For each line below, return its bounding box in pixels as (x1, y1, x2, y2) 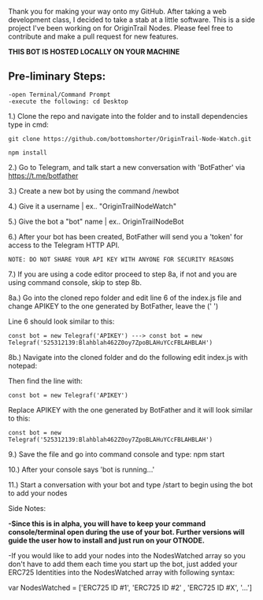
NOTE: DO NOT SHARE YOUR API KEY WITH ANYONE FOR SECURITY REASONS (8, 255, 235, 263)
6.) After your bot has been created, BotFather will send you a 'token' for (8, 231, 243, 241)
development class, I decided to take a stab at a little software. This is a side (8, 15, 256, 24)
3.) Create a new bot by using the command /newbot (8, 186, 180, 195)
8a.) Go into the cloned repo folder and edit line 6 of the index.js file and (8, 293, 242, 302)
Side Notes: (8, 503, 46, 513)
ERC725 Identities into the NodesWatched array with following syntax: (8, 567, 235, 577)
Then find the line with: (8, 376, 83, 385)
